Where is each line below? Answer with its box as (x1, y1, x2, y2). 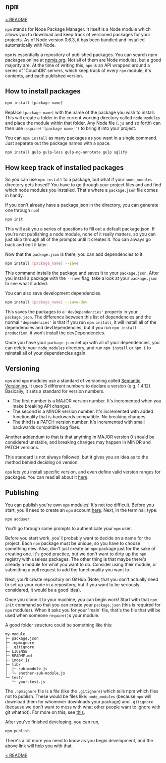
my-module (5, 632, 26, 637)
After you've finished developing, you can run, (5, 719, 100, 725)
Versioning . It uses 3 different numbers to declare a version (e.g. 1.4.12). (5, 382, 152, 389)
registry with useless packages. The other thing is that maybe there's (5, 556, 147, 562)
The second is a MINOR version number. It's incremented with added (12, 408, 154, 414)
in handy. (5, 192, 24, 198)
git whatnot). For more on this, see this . (5, 709, 85, 715)
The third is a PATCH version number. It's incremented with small (12, 419, 145, 425)
